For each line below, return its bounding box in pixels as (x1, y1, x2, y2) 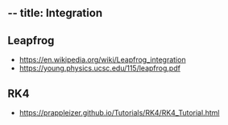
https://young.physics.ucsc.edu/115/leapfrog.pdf (19, 63, 180, 73)
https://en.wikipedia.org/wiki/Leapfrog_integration (19, 55, 186, 65)
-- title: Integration (7, 6, 102, 20)
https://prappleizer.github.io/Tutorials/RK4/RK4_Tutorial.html (19, 108, 220, 118)
